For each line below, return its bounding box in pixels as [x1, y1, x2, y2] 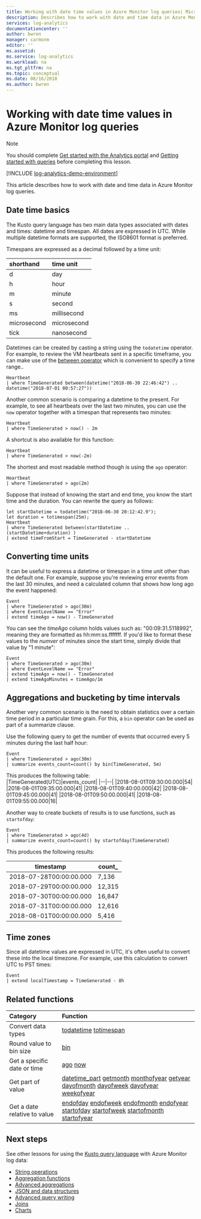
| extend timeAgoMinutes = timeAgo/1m [6, 676, 103, 682]
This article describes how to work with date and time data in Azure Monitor [6, 181, 193, 188]
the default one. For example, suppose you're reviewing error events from [6, 573, 188, 581]
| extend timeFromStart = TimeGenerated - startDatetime [6, 535, 151, 541]
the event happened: [6, 587, 57, 594]
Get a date [9, 1102, 39, 1111]
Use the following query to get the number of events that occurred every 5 [6, 733, 190, 740]
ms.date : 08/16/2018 [6, 76, 58, 82]
